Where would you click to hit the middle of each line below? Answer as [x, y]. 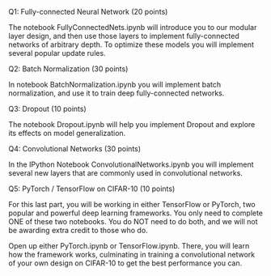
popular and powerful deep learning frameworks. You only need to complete [136, 213]
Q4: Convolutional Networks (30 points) [75, 149]
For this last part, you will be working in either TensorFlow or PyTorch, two [132, 204]
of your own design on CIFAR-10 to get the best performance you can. [125, 263]
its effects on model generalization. [67, 133]
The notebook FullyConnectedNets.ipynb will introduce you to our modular [133, 27]
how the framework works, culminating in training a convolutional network [132, 255]
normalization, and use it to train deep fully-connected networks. [116, 93]
